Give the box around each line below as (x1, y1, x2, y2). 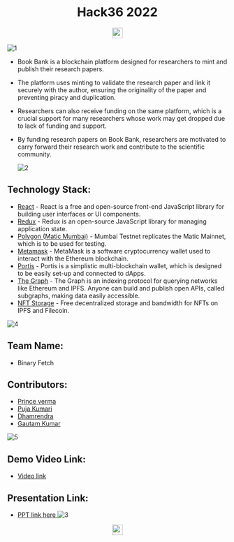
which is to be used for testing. (17, 239, 107, 248)
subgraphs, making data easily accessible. (17, 291, 140, 300)
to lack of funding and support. (17, 122, 107, 130)
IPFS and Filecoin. (17, 306, 70, 314)
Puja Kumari (17, 404, 52, 413)
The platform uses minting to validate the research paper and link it (17, 78, 211, 87)
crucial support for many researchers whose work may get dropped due (17, 114, 226, 122)
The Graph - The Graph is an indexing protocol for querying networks (17, 277, 218, 285)
